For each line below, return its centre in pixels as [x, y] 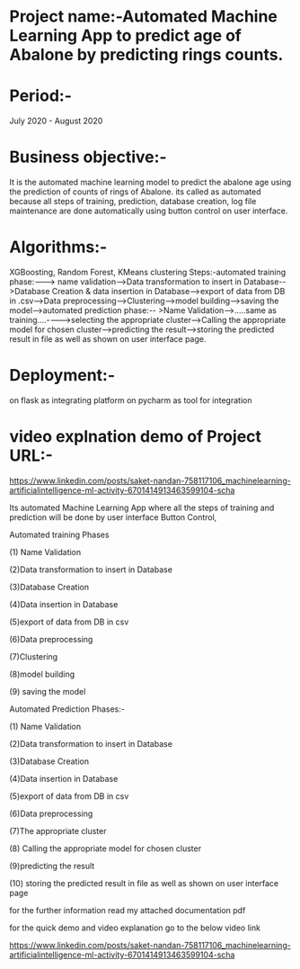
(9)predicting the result [52, 866]
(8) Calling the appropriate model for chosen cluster [106, 848]
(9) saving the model [48, 691]
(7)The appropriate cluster [58, 830]
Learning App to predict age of [126, 36]
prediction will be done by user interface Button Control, [113, 517]
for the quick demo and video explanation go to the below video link [135, 928]
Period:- [40, 96]
